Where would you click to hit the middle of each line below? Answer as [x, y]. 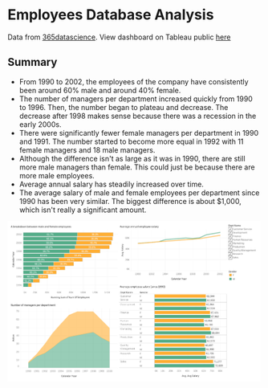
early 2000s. [40, 124]
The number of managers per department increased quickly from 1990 [136, 99]
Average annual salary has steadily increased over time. [111, 184]
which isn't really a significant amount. [83, 210]
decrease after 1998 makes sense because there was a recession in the [138, 116]
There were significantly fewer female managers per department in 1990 [139, 133]
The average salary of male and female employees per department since [139, 192]
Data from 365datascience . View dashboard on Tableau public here [119, 37]
